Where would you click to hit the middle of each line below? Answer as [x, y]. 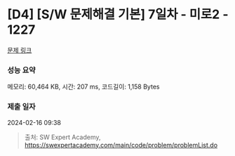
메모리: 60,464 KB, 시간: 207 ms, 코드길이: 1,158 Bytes [83, 87]
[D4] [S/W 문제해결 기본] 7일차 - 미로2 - [118, 14]
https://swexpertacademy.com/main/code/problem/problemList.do [121, 145]
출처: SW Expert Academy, [62, 137]
